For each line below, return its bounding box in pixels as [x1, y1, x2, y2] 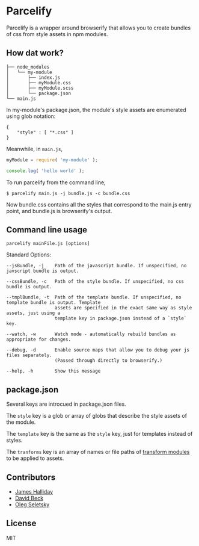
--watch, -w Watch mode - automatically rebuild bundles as [6, 331, 176, 338]
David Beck [14, 494, 44, 501]
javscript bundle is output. [6, 268, 79, 275]
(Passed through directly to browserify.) [54, 358, 163, 364]
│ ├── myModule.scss [6, 85, 74, 91]
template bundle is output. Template [6, 300, 101, 306]
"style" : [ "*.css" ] [17, 129, 74, 135]
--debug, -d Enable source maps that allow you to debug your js [6, 347, 189, 353]
